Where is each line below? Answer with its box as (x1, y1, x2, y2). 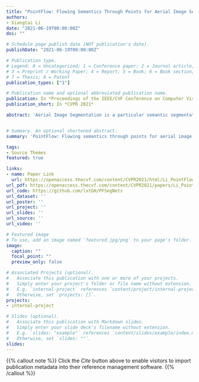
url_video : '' (6, 221, 41, 227)
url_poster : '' (6, 199, 44, 205)
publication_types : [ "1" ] (6, 79, 70, 86)
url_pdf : (6, 182, 28, 188)
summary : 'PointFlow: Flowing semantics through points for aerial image (6, 133, 192, 139)
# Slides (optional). (6, 313, 60, 320)
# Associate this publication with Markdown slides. (6, 319, 145, 325)
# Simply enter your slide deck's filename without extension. (6, 325, 171, 330)
